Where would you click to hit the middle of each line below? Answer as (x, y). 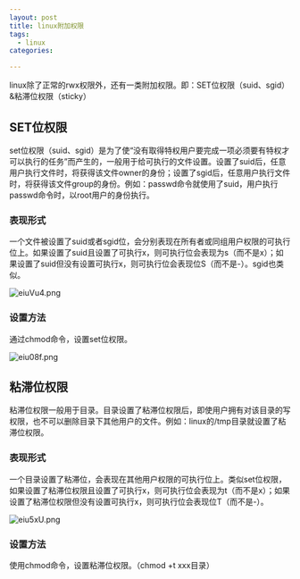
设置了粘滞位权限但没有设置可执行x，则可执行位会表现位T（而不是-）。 (139, 501)
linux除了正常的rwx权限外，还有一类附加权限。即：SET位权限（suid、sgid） (150, 85)
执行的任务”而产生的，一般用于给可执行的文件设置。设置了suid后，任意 (155, 161)
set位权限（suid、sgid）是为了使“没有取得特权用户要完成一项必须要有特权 (146, 150)
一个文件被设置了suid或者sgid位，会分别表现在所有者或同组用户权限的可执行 (150, 241)
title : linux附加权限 (47, 26)
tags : (19, 34)
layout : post (33, 17)
